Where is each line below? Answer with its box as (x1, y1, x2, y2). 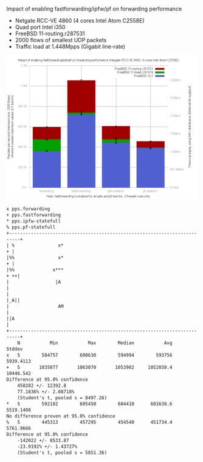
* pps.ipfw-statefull (6, 218, 61, 224)
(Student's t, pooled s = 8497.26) (17, 395, 108, 401)
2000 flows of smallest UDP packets (15, 37, 107, 43)
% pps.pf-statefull (6, 224, 56, 230)
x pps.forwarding (6, 206, 50, 212)
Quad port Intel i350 (15, 24, 66, 30)
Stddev (6, 346, 23, 352)
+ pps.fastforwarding (6, 212, 61, 218)
